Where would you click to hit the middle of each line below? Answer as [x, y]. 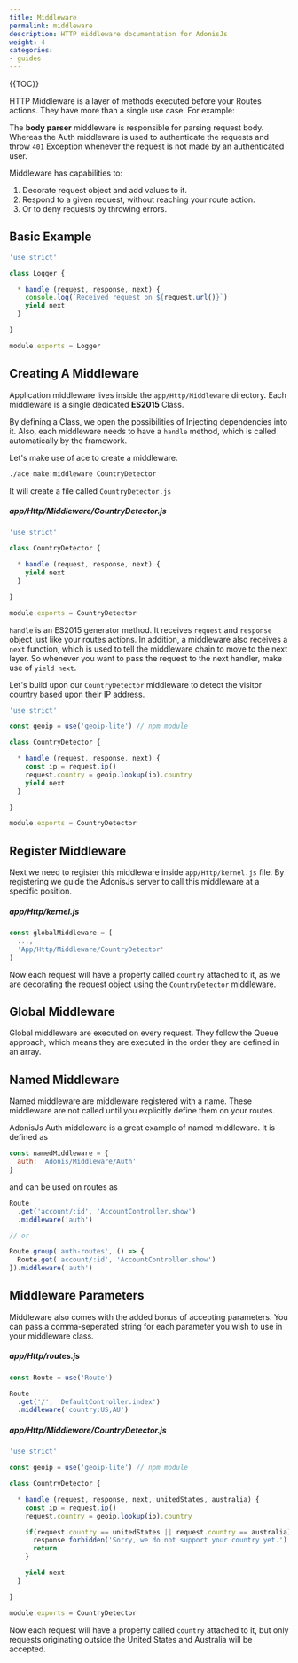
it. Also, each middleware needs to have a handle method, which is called [143, 431]
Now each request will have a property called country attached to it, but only [149, 1630]
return [45, 1549]
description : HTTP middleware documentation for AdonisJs [118, 34]
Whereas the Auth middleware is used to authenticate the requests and [139, 137]
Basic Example [51, 237]
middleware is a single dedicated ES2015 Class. [97, 404]
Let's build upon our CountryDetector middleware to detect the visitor [136, 684]
